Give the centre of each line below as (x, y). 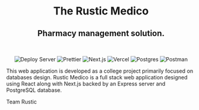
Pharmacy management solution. (101, 33)
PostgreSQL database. (34, 90)
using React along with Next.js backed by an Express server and (86, 84)
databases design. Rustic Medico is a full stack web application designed (97, 77)
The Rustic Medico (101, 11)
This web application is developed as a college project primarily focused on (100, 71)
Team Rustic (22, 102)
